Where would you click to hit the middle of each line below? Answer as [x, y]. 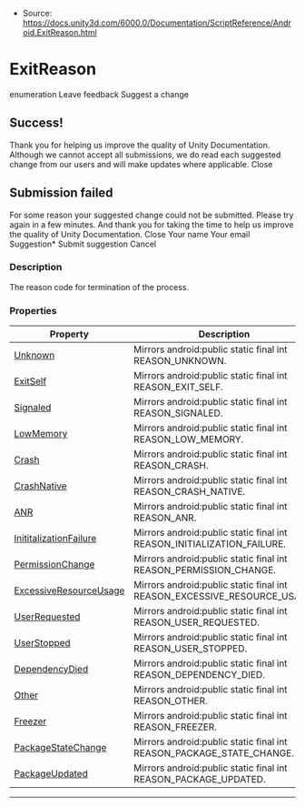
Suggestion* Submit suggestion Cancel [83, 244]
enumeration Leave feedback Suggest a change [99, 94]
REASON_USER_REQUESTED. [197, 622]
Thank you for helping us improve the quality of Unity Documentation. [140, 145]
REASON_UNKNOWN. [180, 361]
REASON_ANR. [165, 518]
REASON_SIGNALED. [178, 413]
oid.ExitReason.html [59, 32]
